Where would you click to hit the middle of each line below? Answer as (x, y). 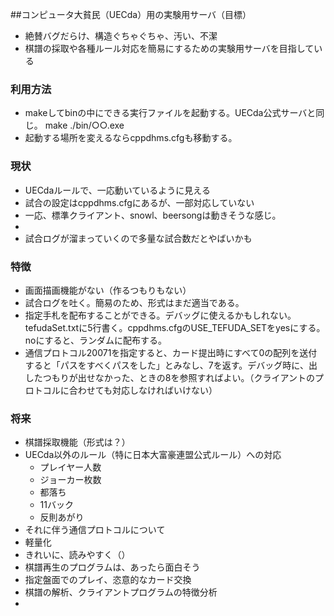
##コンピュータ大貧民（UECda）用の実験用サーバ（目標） (131, 14)
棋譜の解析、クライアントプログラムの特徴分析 (121, 592)
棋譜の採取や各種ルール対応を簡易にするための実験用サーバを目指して (169, 48)
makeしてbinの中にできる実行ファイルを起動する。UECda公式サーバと (170, 113)
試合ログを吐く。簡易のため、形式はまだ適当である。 (134, 302)
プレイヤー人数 (70, 467)
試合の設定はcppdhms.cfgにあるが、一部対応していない (139, 202)
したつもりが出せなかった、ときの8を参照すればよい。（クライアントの (169, 377)
